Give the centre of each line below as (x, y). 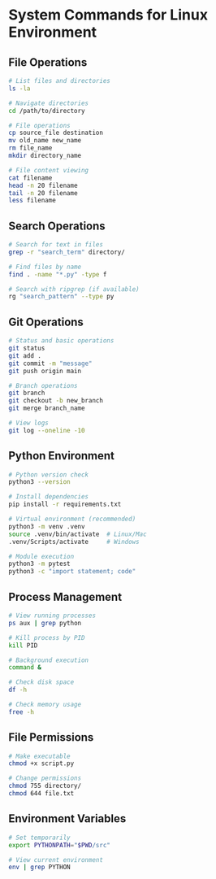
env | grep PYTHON (39, 868)
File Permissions (51, 738)
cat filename (30, 178)
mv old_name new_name (45, 141)
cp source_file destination (56, 133)
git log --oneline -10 (47, 430)
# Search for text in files (56, 245)
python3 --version (39, 482)
